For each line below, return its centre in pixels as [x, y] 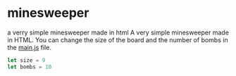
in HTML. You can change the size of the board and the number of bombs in [118, 39]
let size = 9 [26, 60]
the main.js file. [29, 47]
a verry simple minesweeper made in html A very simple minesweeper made [118, 32]
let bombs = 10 [30, 67]
